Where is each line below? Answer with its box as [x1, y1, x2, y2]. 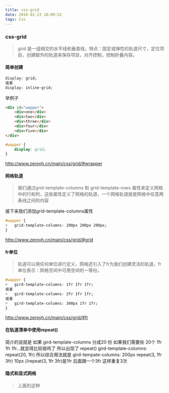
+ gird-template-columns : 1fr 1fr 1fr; [5, 282, 94, 287]
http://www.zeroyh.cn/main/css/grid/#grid [5, 237, 93, 243]
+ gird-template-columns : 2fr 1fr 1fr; [5, 291, 94, 296]
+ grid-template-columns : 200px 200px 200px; [5, 223, 107, 228]
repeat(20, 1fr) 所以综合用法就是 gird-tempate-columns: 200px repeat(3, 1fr [5, 351, 162, 358]
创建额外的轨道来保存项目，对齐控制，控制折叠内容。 [26, 51, 137, 58]
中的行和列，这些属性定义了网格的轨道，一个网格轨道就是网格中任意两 [17, 191, 164, 197]
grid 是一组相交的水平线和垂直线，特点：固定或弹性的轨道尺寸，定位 [17, 45, 160, 51]
